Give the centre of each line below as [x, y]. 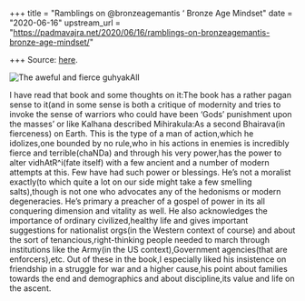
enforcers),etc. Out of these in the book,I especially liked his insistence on [148, 259]
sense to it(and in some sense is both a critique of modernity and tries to [145, 105]
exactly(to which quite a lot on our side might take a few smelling [131, 182]
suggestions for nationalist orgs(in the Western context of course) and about [152, 230]
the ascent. [30, 288]
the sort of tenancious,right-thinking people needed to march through [140, 240]
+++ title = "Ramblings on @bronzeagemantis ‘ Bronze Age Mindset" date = [151, 13]
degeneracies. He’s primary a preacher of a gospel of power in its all [138, 201]
